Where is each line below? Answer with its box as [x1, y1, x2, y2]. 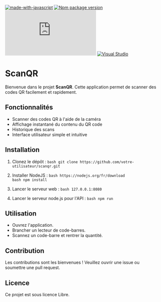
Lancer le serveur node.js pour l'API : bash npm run [12, 195, 113, 201]
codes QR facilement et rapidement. [5, 89, 77, 95]
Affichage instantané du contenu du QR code [12, 121, 103, 127]
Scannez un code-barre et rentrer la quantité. [12, 233, 103, 238]
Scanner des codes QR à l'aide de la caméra [12, 116, 101, 122]
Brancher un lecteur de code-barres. [12, 227, 86, 233]
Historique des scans [12, 126, 55, 132]
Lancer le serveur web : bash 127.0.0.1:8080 [12, 186, 102, 192]
